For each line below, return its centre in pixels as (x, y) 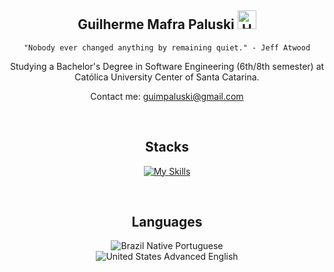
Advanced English (201, 257)
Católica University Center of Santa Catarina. (167, 77)
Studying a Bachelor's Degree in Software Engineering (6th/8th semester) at (167, 66)
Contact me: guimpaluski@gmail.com (167, 96)
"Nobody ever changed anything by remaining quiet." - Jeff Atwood (167, 47)
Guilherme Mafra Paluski (156, 24)
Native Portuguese (185, 246)
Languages (167, 222)
